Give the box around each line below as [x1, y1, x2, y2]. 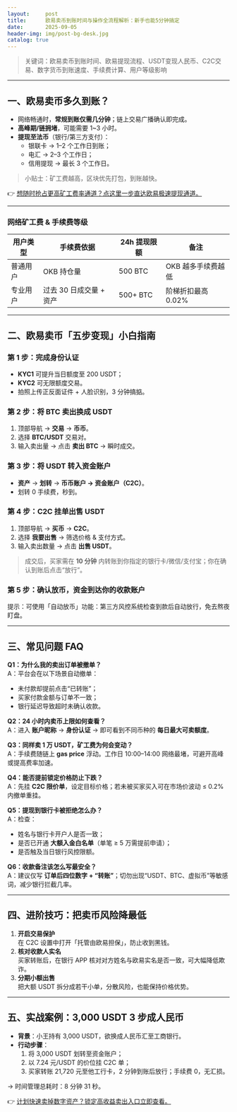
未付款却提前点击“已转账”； [17, 684, 98, 692]
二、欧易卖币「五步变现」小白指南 [7, 330, 156, 342]
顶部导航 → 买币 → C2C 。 [17, 524, 93, 533]
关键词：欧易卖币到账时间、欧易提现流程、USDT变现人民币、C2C [24, 57, 215, 66]
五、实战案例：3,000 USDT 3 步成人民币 [7, 1012, 185, 1024]
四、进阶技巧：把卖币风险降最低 [7, 909, 147, 921]
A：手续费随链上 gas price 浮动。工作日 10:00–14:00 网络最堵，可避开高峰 [7, 749, 224, 758]
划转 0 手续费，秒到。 [17, 488, 81, 496]
